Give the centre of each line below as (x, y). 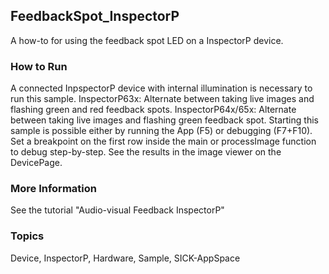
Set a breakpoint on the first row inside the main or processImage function (163, 141)
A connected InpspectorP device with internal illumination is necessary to (161, 88)
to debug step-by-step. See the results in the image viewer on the (146, 152)
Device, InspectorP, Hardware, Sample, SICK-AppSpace (125, 258)
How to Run (39, 66)
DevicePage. (36, 163)
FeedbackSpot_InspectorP (95, 16)
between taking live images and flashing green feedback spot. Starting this (164, 120)
